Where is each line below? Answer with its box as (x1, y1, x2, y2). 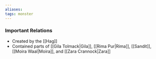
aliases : (5, 7, 23, 12)
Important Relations (5, 27, 53, 34)
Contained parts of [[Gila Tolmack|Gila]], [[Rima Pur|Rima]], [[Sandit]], (12, 43, 152, 49)
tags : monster (5, 12, 34, 16)
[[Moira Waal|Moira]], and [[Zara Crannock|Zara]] (12, 48, 111, 54)
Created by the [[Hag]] (12, 38, 57, 44)
